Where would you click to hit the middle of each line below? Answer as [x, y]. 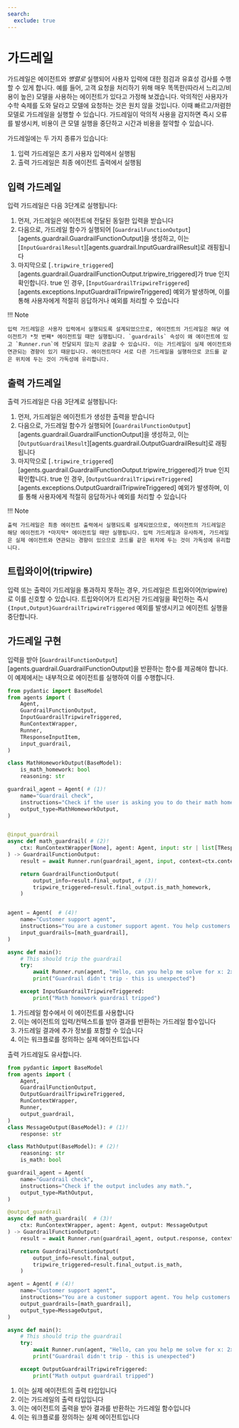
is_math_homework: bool [55, 770]
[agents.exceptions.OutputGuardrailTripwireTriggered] [97, 488]
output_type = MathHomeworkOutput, [70, 809]
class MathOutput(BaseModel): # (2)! [63, 1147]
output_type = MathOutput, [57, 1193]
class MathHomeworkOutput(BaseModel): [65, 763]
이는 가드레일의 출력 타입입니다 [60, 1399]
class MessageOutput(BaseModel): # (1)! [68, 1127]
